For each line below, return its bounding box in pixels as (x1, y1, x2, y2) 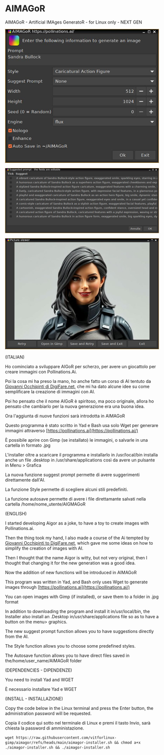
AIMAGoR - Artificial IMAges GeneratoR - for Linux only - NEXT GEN (5, 19, 143, 25)
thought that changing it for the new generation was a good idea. (5, 560, 136, 566)
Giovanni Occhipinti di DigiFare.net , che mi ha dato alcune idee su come (5, 383, 150, 390)
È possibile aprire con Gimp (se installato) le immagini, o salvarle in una (5, 437, 148, 443)
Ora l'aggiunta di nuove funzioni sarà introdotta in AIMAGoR (5, 413, 125, 419)
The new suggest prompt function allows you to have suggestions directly (5, 629, 154, 634)
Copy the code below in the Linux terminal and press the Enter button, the (5, 705, 154, 711)
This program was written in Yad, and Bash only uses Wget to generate (5, 579, 148, 585)
